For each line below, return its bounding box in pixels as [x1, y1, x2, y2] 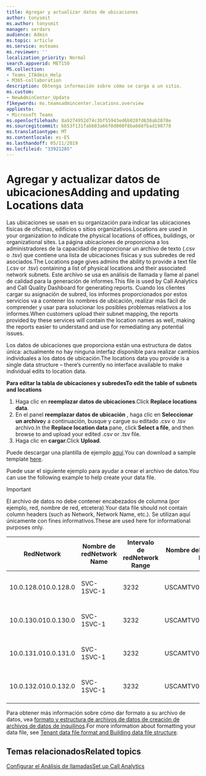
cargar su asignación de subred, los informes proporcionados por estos [6, 290, 188, 298]
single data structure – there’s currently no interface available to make [6, 361, 183, 368]
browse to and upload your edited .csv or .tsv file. [15, 430, 141, 437]
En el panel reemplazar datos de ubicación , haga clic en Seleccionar [15, 410, 193, 418]
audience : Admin [6, 32, 48, 38]
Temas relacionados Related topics [6, 746, 142, 756]
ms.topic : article [6, 37, 53, 44]
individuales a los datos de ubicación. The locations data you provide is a [6, 354, 190, 362]
